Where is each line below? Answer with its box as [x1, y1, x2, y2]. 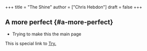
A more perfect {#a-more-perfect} [5, 18, 114, 26]
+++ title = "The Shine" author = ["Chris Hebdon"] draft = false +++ [5, 4, 143, 10]
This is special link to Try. [5, 40, 57, 46]
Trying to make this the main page [12, 31, 82, 37]
